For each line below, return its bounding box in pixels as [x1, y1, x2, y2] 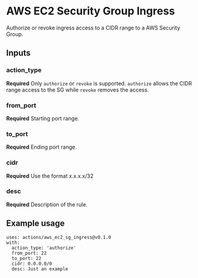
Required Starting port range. [6, 114, 80, 122]
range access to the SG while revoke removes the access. [6, 86, 149, 93]
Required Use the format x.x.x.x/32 [6, 172, 94, 179]
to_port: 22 [11, 255, 42, 261]
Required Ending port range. [6, 143, 77, 151]
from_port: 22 [11, 250, 47, 256]
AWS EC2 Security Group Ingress [6, 4, 175, 18]
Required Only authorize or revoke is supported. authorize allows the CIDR [6, 79, 192, 87]
